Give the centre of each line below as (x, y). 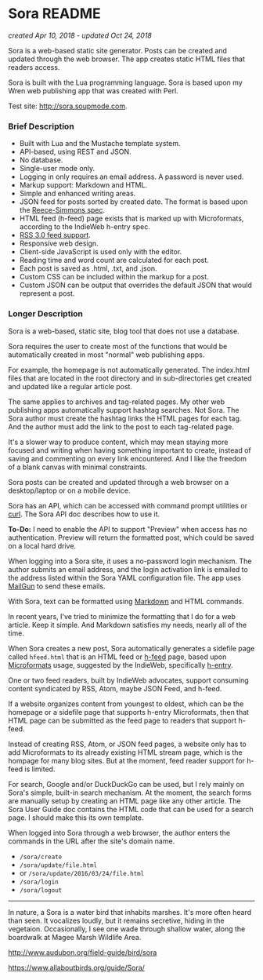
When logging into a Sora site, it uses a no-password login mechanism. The (130, 561)
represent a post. (47, 293)
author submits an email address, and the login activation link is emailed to (128, 569)
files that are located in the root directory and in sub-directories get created (130, 378)
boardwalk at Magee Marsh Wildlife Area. (75, 937)
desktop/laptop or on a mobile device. (69, 490)
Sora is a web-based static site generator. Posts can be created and (117, 50)
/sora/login (39, 882)
